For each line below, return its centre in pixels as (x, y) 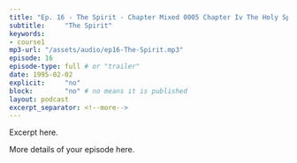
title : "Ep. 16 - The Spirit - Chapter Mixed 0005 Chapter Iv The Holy (144, 17)
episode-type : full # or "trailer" (75, 67)
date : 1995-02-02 (41, 75)
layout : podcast (39, 99)
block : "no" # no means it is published (99, 91)
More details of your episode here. (72, 150)
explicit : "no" (45, 83)
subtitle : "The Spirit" (61, 26)
